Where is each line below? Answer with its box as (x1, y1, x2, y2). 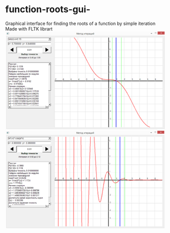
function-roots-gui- (5, 4, 90, 15)
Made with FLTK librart (5, 25, 53, 32)
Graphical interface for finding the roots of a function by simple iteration (5, 20, 156, 26)
